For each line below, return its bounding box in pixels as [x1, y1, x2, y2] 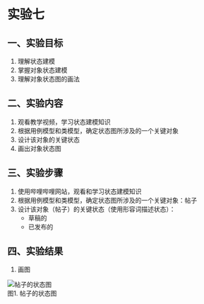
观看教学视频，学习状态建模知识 [17, 118, 111, 126]
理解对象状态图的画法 [17, 75, 80, 83]
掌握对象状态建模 [17, 66, 68, 74]
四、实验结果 [7, 245, 64, 257]
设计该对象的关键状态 [17, 135, 80, 144]
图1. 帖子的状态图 [7, 289, 57, 298]
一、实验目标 [7, 37, 64, 49]
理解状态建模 [17, 57, 55, 65]
